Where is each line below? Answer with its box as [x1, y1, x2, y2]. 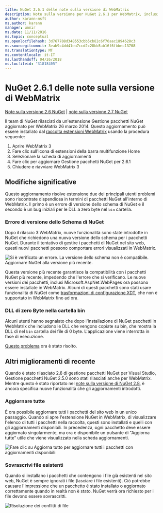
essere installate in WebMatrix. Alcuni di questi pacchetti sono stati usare [5, 285, 151, 291]
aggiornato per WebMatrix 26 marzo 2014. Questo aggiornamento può [5, 124, 146, 129]
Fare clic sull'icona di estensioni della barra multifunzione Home [12, 148, 140, 154]
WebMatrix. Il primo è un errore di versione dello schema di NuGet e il [5, 201, 145, 207]
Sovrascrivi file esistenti [5, 461, 64, 468]
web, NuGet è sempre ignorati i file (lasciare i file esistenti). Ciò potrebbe [5, 477, 150, 483]
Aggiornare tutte [5, 398, 45, 404]
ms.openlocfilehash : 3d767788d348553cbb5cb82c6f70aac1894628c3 [5, 39, 136, 44]
